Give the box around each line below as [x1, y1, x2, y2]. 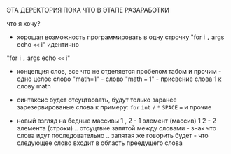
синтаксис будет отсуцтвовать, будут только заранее [16, 95, 177, 104]
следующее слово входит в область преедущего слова [16, 139, 183, 147]
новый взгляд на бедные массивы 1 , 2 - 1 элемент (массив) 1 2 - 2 [16, 116, 216, 125]
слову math [16, 82, 51, 90]
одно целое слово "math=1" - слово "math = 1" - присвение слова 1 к [16, 75, 222, 83]
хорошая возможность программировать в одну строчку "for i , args [16, 33, 225, 41]
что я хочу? [6, 20, 41, 27]
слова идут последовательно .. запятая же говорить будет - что [16, 132, 209, 139]
